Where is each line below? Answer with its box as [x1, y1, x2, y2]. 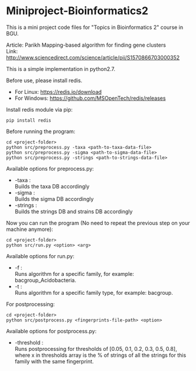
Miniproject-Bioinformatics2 [6, 4, 149, 18]
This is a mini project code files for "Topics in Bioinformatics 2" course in [6, 24, 184, 31]
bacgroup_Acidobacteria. [14, 276, 77, 284]
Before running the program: [6, 128, 76, 135]
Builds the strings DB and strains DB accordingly [14, 208, 133, 215]
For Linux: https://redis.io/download [14, 88, 102, 95]
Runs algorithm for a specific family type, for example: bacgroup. [14, 289, 173, 296]
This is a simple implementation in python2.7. [6, 65, 116, 72]
